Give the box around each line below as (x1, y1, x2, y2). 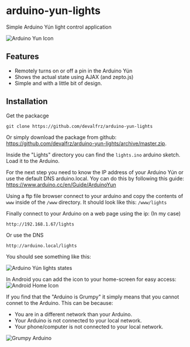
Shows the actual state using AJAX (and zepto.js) (14, 73, 134, 80)
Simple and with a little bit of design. (14, 79, 102, 86)
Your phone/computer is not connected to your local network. (14, 323, 164, 330)
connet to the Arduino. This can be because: (6, 299, 113, 306)
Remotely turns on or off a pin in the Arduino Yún (14, 67, 133, 74)
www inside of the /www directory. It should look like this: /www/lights (6, 199, 167, 206)
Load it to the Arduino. (6, 157, 60, 164)
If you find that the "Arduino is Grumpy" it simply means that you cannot (6, 293, 179, 300)
